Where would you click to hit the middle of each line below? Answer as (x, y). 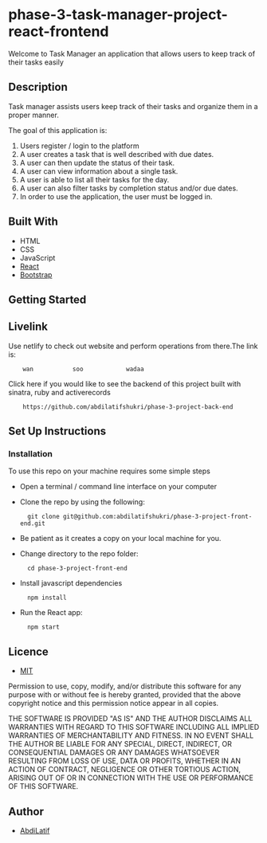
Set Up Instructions (57, 431)
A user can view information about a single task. (99, 171)
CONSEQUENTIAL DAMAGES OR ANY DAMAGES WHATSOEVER (114, 753)
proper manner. (34, 115)
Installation (31, 454)
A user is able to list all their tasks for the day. (94, 179)
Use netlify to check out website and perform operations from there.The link (133, 346)
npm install (47, 598)
